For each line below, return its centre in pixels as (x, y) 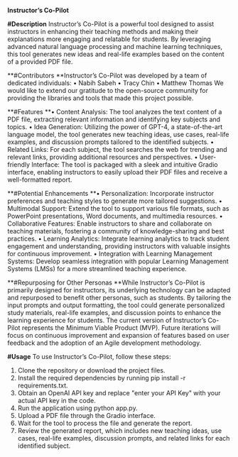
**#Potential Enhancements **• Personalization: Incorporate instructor (111, 193)
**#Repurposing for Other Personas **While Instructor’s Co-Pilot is (106, 282)
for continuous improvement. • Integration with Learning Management (110, 254)
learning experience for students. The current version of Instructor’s (107, 320)
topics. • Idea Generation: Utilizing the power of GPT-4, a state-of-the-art (115, 127)
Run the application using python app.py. (77, 408)
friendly (19, 165)
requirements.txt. (43, 385)
